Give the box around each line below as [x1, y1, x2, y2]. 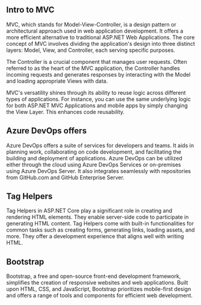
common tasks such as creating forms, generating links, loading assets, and [6, 226, 195, 234]
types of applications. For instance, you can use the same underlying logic [6, 95, 191, 102]
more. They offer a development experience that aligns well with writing [6, 233, 185, 240]
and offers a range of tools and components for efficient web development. [6, 292, 193, 299]
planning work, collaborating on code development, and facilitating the [6, 148, 182, 156]
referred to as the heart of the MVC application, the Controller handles [6, 64, 181, 72]
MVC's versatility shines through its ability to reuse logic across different [6, 89, 186, 96]
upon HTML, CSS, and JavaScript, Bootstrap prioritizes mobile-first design [6, 286, 191, 293]
